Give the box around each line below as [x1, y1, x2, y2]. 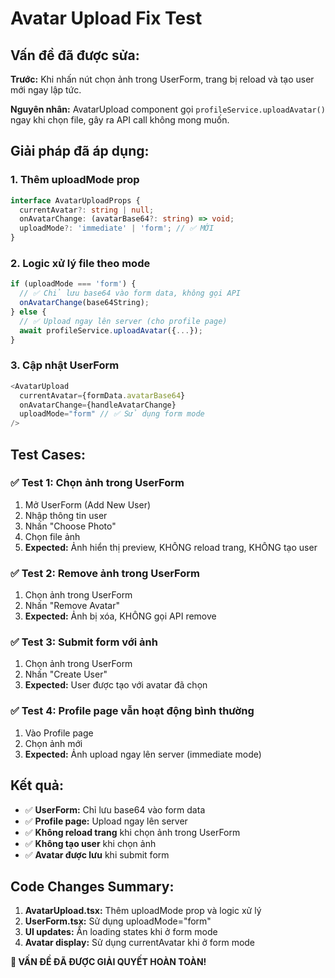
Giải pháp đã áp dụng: [10, 143, 150, 160]
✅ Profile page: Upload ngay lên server [24, 815, 188, 827]
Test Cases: [10, 446, 87, 463]
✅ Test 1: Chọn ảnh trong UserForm [10, 476, 185, 490]
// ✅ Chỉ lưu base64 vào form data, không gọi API [19, 288, 242, 299]
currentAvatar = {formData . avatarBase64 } [19, 390, 186, 401]
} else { [10, 307, 47, 317]
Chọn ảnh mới [24, 737, 83, 749]
